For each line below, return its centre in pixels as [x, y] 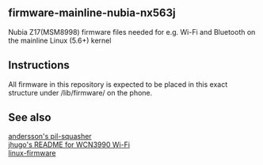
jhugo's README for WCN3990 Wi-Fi [69, 144]
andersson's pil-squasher [50, 137]
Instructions [39, 65]
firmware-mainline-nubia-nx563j [92, 13]
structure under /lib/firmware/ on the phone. [80, 92]
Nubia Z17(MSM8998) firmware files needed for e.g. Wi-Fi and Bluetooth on [132, 32]
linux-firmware [32, 153]
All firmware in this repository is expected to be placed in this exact [118, 84]
